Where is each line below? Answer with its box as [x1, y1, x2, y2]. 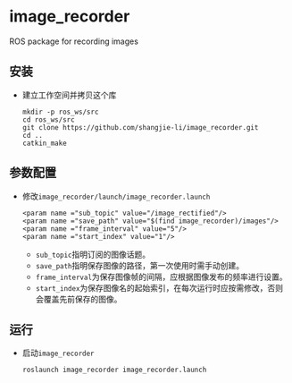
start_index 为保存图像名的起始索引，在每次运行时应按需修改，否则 [35, 282, 284, 293]
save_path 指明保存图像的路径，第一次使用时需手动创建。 [35, 260, 245, 270]
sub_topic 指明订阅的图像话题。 [35, 249, 151, 260]
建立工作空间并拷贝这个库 [21, 89, 117, 100]
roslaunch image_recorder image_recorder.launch [21, 365, 207, 375]
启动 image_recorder [21, 347, 96, 359]
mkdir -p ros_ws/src [21, 107, 99, 116]
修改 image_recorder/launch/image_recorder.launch [21, 191, 211, 201]
